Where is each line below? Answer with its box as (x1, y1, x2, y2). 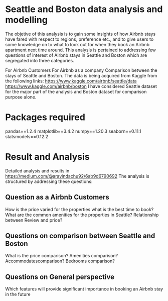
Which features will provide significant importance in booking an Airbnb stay (5, 286, 163, 292)
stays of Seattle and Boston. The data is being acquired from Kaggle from (5, 72, 157, 78)
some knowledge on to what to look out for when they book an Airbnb (5, 41, 149, 47)
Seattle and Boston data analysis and (5, 4, 163, 15)
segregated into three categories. (5, 57, 74, 63)
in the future (5, 291, 31, 297)
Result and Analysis (5, 151, 90, 163)
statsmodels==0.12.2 (5, 133, 49, 139)
